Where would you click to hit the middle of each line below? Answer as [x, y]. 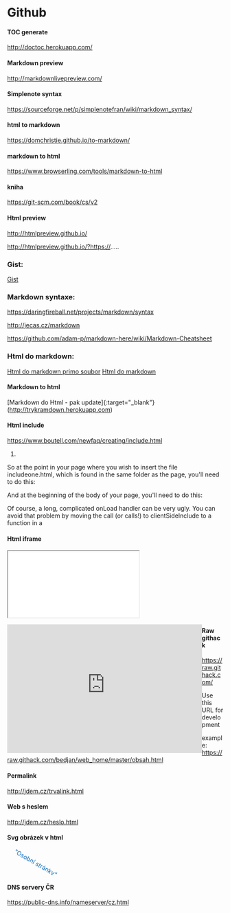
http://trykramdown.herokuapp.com [60, 409]
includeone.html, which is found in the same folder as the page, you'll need [113, 474]
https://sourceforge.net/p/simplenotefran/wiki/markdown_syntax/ [100, 109]
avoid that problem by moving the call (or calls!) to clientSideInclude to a [109, 516]
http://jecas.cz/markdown [44, 325]
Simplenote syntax [35, 94]
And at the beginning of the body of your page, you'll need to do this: [105, 495]
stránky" [46, 869]
